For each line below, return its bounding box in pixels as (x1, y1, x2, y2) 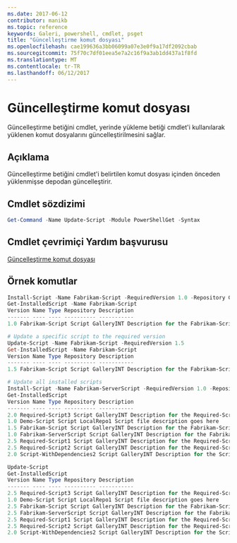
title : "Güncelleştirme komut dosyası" (7, 37, 125, 44)
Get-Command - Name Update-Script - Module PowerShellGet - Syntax (7, 217, 200, 224)
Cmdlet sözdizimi (7, 198, 86, 210)
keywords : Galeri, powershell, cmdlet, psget (7, 30, 143, 37)
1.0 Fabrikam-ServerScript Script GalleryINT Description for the (7, 431, 207, 438)
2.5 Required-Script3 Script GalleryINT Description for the (7, 490, 191, 497)
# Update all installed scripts (7, 378, 102, 386)
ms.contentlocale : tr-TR (7, 63, 80, 70)
